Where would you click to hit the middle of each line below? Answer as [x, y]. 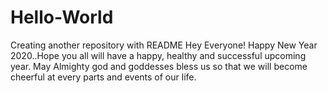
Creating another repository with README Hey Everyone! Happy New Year [164, 45]
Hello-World [62, 17]
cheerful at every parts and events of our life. [103, 77]
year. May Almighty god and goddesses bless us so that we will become [159, 66]
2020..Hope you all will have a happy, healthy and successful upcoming [158, 55]
